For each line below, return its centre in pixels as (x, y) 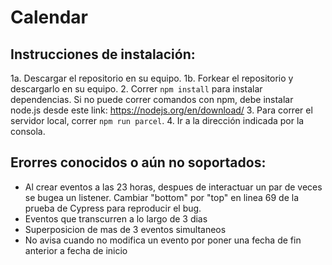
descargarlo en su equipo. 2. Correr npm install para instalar (136, 89)
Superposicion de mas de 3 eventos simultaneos (125, 229)
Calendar (49, 17)
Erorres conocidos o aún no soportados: (138, 162)
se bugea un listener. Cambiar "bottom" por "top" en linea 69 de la (162, 197)
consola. (28, 131)
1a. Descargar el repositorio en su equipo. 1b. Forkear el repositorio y (152, 78)
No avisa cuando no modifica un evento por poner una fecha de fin (163, 240)
